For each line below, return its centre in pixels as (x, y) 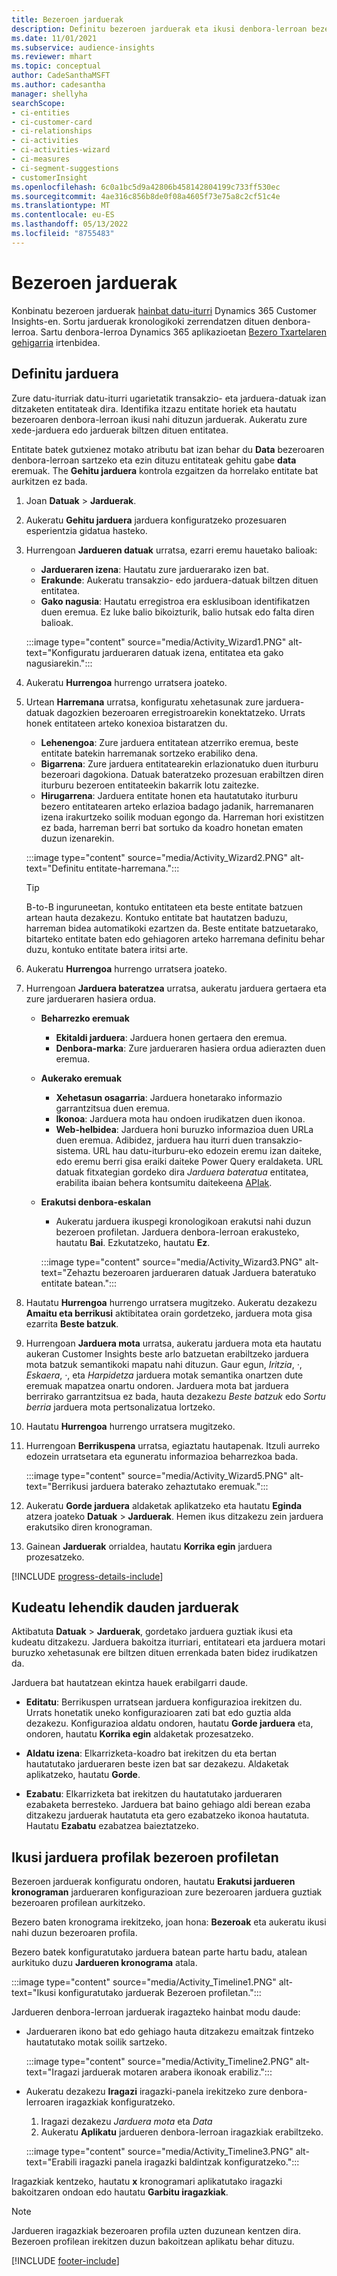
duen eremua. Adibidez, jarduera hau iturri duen (154, 1140)
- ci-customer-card (52, 122)
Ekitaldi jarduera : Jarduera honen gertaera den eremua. (171, 1037)
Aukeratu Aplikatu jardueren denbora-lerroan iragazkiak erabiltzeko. (182, 2132)
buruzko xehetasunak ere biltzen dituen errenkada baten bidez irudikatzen (164, 1653)
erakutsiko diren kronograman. (89, 1527)
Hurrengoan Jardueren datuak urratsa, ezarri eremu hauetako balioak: (171, 550)
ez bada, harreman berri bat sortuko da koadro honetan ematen (172, 827)
